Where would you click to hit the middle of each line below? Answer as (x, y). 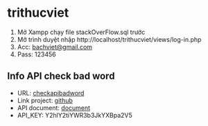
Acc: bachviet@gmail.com (54, 47)
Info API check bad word (61, 76)
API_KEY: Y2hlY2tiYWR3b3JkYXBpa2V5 (75, 115)
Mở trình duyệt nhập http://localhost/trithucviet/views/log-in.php (109, 39)
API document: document (54, 108)
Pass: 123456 (37, 54)
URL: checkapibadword (51, 93)
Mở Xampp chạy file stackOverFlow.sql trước (81, 32)
